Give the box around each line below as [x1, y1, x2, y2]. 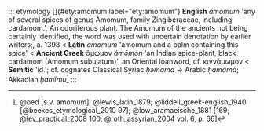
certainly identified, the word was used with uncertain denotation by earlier [8, 31, 251, 41]
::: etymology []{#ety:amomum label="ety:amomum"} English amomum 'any [8, 7, 255, 16]
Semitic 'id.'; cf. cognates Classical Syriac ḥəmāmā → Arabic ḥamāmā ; [8, 65, 240, 74]
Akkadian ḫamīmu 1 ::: [8, 74, 77, 84]
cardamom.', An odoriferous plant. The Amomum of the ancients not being [8, 24, 248, 32]
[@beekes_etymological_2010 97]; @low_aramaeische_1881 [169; [19, 105, 230, 115]
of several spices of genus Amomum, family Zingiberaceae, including [8, 15, 233, 24]
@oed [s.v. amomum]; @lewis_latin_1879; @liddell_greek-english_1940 [19, 97, 247, 107]
